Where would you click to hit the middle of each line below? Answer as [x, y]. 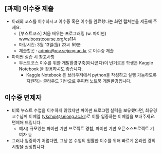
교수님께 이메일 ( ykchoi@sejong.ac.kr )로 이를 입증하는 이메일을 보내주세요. [83, 116]
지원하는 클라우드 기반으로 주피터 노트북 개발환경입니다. [79, 81]
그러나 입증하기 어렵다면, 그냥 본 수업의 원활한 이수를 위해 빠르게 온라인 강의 [84, 140]
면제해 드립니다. [27, 122]
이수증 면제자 [23, 98]
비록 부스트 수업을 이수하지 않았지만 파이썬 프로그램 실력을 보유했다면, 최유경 [84, 110]
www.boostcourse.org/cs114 [47, 39]
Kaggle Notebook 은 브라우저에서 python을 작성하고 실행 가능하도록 [91, 75]
